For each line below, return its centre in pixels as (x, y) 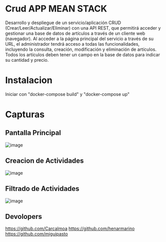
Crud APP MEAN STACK (56, 9)
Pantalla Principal (33, 133)
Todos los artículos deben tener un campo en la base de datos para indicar (83, 54)
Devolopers (24, 216)
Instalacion (29, 80)
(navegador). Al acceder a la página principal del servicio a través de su (79, 39)
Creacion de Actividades (45, 161)
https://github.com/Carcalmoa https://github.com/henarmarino (70, 228)
